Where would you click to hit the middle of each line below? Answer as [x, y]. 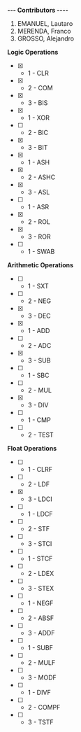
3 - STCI [40, 544]
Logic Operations [33, 52]
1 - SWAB [41, 252]
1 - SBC [38, 375]
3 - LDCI [40, 499]
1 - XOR [39, 118]
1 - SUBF [40, 648]
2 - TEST [40, 435]
